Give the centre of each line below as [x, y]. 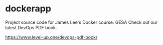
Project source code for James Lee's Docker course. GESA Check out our [81, 22]
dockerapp [28, 9]
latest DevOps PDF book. [31, 27]
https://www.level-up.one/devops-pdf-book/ [51, 37]
